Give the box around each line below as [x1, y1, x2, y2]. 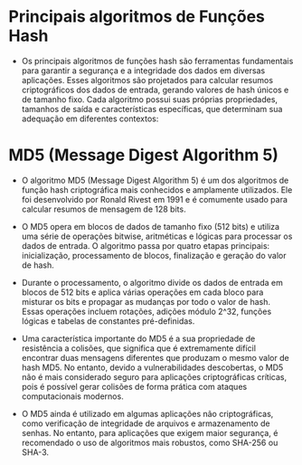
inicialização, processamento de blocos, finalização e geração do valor [21, 250, 287, 261]
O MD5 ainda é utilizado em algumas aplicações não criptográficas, [21, 408, 274, 419]
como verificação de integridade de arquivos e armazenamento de [21, 418, 270, 429]
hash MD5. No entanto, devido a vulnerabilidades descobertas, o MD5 [21, 362, 284, 373]
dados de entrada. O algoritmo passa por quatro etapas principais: [21, 240, 270, 251]
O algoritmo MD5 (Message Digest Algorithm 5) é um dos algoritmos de [21, 175, 289, 185]
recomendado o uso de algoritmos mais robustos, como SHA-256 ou [21, 437, 278, 448]
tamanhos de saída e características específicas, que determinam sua [21, 103, 283, 114]
